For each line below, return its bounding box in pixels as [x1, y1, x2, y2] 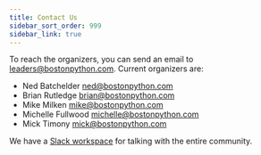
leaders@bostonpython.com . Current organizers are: [9, 63, 204, 74]
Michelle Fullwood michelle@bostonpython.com [21, 109, 199, 120]
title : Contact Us [9, 12, 78, 22]
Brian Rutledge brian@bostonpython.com [21, 90, 175, 101]
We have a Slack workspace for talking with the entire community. [9, 135, 253, 147]
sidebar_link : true [9, 29, 82, 38]
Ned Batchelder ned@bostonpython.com [21, 81, 173, 92]
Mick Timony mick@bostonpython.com [21, 118, 167, 129]
